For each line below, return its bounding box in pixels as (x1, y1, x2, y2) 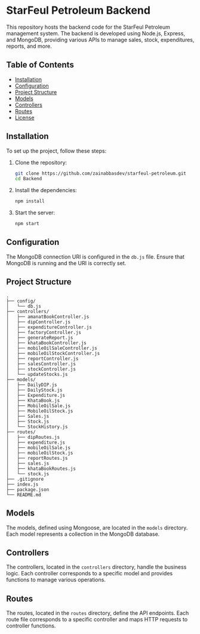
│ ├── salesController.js (6, 360, 76, 367)
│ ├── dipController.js (6, 318, 70, 325)
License (14, 114, 35, 121)
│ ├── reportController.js (6, 356, 79, 362)
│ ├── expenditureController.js (6, 324, 93, 330)
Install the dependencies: (14, 187, 78, 194)
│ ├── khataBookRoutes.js (6, 465, 76, 472)
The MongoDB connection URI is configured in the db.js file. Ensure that (6, 253, 185, 260)
